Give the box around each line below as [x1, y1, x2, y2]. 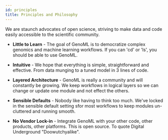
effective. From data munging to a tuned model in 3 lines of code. [12, 67, 149, 73]
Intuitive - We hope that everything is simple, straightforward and [12, 62, 149, 68]
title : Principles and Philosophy [5, 12, 78, 17]
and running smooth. [32, 108, 76, 114]
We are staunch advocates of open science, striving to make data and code [5, 26, 162, 32]
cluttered [12, 108, 32, 114]
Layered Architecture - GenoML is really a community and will [12, 77, 143, 83]
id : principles [5, 7, 37, 13]
